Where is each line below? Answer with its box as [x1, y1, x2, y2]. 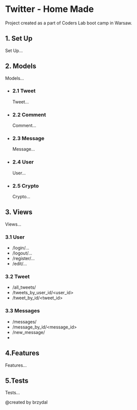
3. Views [5, 208, 33, 217]
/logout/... [12, 250, 33, 256]
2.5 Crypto [12, 182, 39, 189]
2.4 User [12, 159, 34, 165]
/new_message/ [12, 329, 46, 335]
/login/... [12, 245, 30, 251]
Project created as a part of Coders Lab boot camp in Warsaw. [5, 20, 133, 26]
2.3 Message [12, 135, 45, 142]
